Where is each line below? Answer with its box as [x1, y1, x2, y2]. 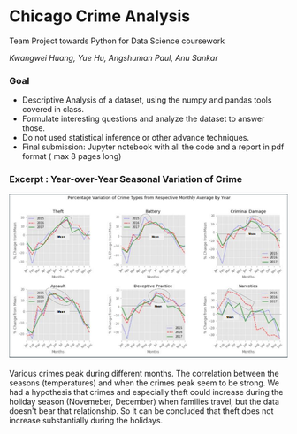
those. [21, 123, 46, 133]
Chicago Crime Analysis [9, 6, 191, 27]
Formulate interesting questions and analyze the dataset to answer [21, 113, 265, 125]
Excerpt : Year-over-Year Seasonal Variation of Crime [9, 173, 243, 186]
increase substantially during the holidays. [9, 415, 164, 425]
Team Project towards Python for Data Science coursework [9, 35, 225, 46]
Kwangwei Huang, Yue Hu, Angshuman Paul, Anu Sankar [9, 52, 218, 63]
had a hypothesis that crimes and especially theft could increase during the [9, 386, 284, 397]
